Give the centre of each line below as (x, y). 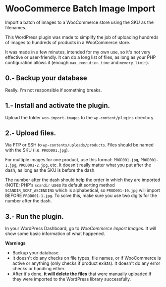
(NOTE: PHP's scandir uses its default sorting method (60, 185)
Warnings (15, 243)
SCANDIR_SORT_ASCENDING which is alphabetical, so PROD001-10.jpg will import (83, 191)
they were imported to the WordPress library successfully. (72, 279)
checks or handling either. (39, 269)
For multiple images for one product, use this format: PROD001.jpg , (72, 160)
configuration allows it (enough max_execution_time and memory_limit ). (77, 62)
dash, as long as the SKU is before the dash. (50, 170)
